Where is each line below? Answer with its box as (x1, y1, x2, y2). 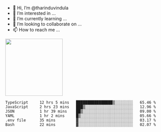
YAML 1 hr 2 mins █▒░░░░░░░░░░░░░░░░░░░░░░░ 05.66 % (5, 113, 156, 118)
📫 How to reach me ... (12, 27, 60, 32)
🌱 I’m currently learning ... (12, 16, 67, 21)
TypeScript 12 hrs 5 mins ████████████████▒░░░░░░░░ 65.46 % (5, 100, 156, 105)
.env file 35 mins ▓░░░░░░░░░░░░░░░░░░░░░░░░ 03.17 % (5, 118, 156, 123)
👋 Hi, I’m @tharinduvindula (12, 5, 69, 11)
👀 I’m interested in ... (12, 10, 56, 16)
